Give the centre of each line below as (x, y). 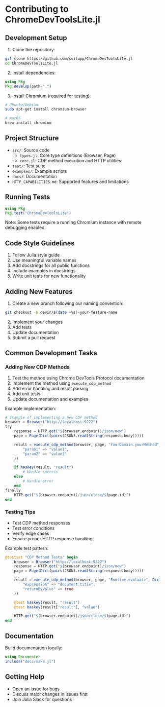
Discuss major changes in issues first (50, 694)
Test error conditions (33, 528)
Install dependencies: (34, 73)
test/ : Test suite (29, 166)
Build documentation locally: (34, 648)
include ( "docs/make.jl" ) (30, 661)
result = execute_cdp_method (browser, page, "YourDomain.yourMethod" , (88, 445)
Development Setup (36, 38)
